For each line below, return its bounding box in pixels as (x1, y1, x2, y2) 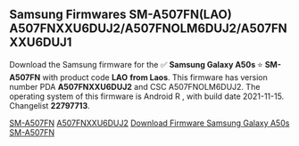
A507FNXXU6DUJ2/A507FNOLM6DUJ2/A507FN (9, 21, 287, 36)
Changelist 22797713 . (9, 100, 91, 110)
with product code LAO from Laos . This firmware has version (42, 71, 268, 83)
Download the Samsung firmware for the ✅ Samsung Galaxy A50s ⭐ (9, 59, 263, 69)
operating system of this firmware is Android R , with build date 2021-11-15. (9, 91, 285, 101)
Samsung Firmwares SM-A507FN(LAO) (9, 7, 232, 22)
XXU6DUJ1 (9, 35, 72, 50)
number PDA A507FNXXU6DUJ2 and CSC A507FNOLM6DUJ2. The (9, 81, 261, 92)
